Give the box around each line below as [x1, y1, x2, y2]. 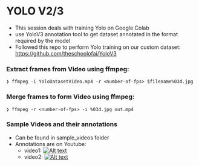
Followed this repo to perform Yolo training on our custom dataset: [15, 43, 181, 51]
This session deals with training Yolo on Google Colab [15, 24, 149, 31]
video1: [24, 147, 42, 154]
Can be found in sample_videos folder [15, 134, 109, 141]
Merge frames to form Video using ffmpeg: [6, 92, 135, 101]
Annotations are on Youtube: [15, 140, 86, 147]
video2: [24, 153, 44, 161]
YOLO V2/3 [6, 4, 64, 18]
